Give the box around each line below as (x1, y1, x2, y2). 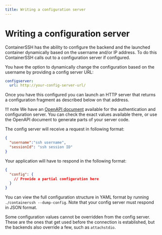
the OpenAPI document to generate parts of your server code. (5, 117, 130, 123)
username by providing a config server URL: (5, 69, 94, 75)
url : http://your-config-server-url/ (9, 83, 86, 88)
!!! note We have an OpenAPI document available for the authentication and (5, 107, 156, 112)
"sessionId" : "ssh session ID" (9, 145, 73, 150)
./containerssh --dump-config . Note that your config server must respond (5, 199, 154, 205)
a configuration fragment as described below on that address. (5, 97, 129, 103)
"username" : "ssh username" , (9, 140, 67, 145)
